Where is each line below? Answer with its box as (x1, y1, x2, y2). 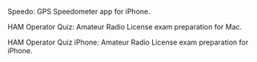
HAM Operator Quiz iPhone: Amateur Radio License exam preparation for (7, 37, 249, 47)
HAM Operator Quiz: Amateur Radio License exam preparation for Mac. (7, 22, 243, 31)
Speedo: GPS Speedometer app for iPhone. (7, 7, 151, 16)
